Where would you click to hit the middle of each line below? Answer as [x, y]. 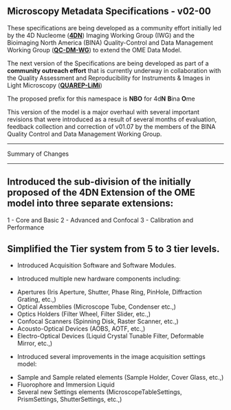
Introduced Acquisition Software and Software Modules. [97, 265]
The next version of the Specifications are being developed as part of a [108, 63]
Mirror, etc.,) [35, 343]
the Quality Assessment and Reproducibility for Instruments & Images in [109, 78]
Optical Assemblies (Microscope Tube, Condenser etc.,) [97, 307]
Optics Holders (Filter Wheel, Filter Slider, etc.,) [84, 314]
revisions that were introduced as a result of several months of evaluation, [112, 119]
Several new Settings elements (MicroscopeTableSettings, [99, 392]
